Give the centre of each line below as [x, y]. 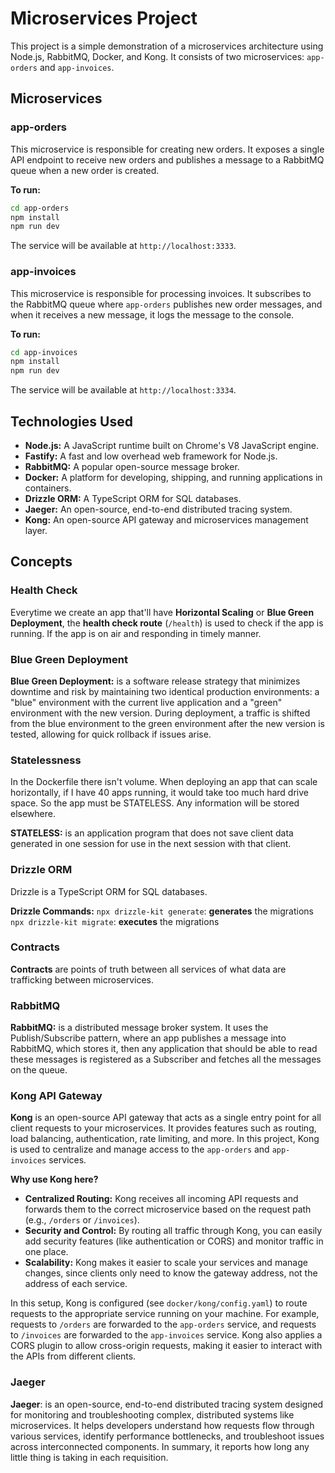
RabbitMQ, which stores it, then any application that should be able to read [164, 1049]
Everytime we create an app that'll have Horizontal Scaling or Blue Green [162, 612]
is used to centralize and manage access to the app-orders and [140, 1149]
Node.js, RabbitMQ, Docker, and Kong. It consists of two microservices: [157, 56]
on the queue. [39, 1070]
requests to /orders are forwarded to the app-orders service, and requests [163, 1324]
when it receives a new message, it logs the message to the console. [152, 314]
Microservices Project [104, 18]
